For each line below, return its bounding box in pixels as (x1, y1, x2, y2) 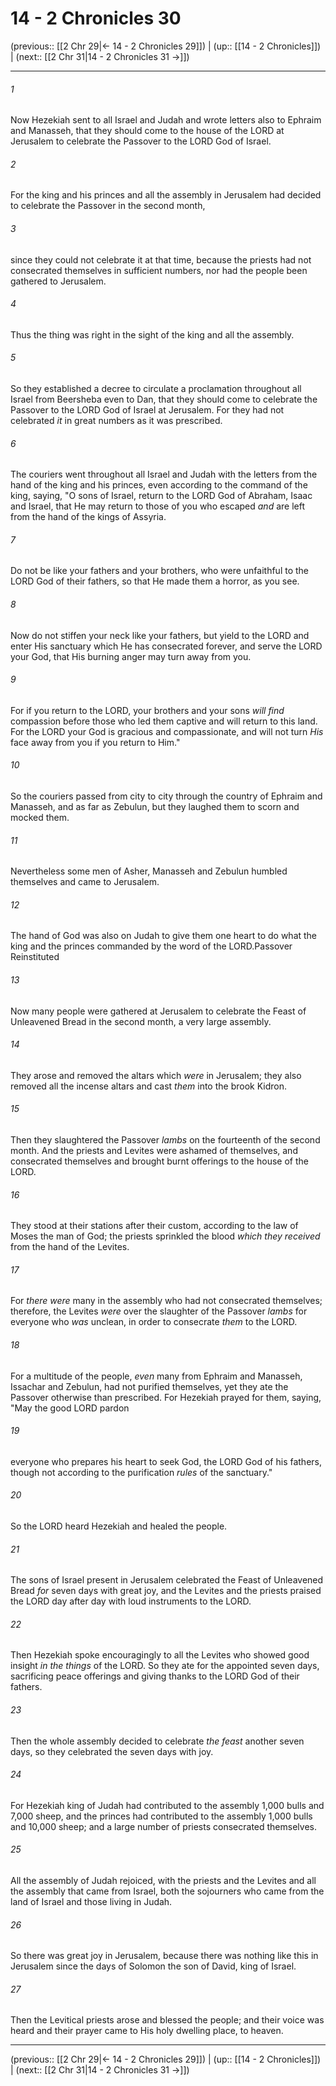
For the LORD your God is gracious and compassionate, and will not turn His (10, 725, 324, 737)
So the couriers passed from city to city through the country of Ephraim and (10, 790, 323, 802)
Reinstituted (10, 951, 60, 963)
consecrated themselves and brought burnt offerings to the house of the (10, 1155, 309, 1167)
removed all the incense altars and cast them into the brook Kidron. (10, 1080, 287, 1092)
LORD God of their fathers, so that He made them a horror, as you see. (10, 575, 300, 587)
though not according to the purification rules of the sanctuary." (10, 1466, 273, 1478)
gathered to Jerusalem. (10, 275, 107, 287)
